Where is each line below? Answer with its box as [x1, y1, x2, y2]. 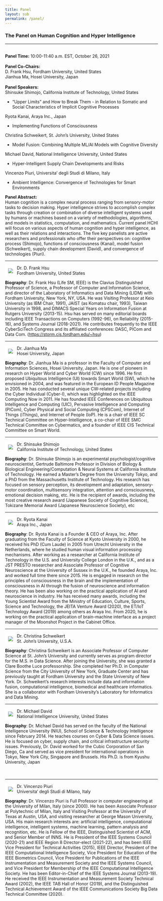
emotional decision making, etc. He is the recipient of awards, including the [5, 492, 156, 498]
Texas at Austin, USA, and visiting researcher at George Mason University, [5, 813, 154, 819]
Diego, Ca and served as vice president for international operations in [5, 749, 144, 754]
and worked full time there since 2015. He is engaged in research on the [5, 572, 149, 578]
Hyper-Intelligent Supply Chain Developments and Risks [12, 160, 125, 166]
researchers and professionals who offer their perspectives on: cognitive [5, 235, 150, 241]
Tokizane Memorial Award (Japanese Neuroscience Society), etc [5, 502, 135, 508]
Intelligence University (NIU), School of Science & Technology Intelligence [5, 728, 153, 733]
